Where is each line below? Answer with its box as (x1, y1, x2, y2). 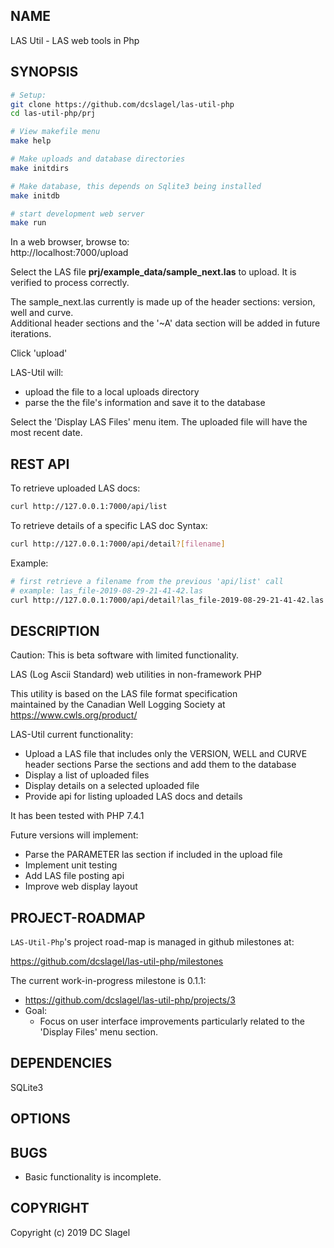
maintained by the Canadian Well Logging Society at (10, 699, 226, 711)
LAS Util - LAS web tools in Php (10, 34, 140, 46)
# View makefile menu (10, 127, 101, 137)
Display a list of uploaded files (24, 769, 150, 781)
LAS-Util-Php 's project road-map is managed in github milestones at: (10, 936, 295, 948)
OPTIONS (10, 1110, 71, 1128)
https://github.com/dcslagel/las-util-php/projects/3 (24, 994, 236, 1006)
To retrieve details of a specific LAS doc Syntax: (10, 519, 208, 531)
